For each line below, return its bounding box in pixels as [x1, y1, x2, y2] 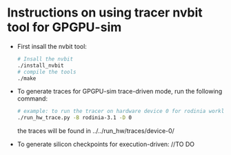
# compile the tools [17, 68, 77, 75]
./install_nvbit [17, 62, 64, 69]
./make [17, 74, 37, 82]
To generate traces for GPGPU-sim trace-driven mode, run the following [17, 87, 223, 96]
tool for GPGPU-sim [7, 19, 122, 35]
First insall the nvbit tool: [17, 42, 88, 50]
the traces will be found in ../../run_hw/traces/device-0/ [17, 127, 174, 135]
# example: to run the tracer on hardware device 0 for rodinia [17, 108, 206, 115]
